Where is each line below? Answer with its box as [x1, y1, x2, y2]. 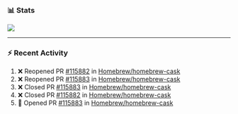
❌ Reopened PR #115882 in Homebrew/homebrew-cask [17, 67, 181, 75]
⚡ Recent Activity [7, 48, 69, 58]
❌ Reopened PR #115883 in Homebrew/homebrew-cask [17, 75, 181, 83]
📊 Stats [7, 5, 35, 15]
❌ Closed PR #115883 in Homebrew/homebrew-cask [17, 82, 171, 91]
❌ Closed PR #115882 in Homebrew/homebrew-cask [17, 90, 171, 99]
